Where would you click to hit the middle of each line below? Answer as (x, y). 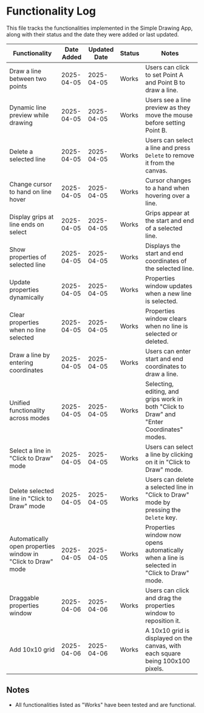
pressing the (163, 510)
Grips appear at (168, 213)
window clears (166, 318)
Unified (20, 403)
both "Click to (165, 406)
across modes (29, 418)
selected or (161, 333)
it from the (160, 163)
